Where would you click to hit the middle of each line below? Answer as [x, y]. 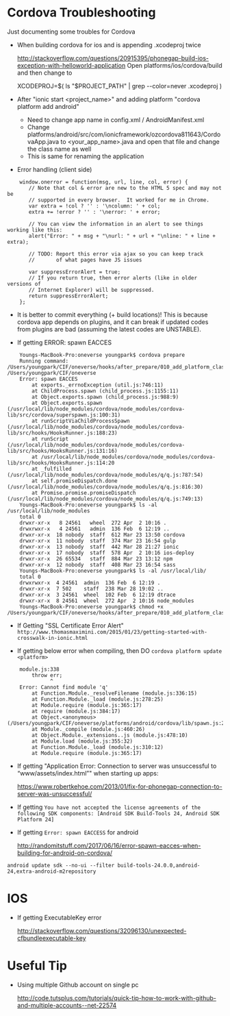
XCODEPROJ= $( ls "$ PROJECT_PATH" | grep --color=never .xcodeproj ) [119, 86]
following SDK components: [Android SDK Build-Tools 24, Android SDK [118, 813]
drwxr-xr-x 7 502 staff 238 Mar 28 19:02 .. [92, 588]
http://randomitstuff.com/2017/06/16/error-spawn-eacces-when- [109, 845]
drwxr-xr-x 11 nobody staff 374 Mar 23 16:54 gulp [98, 541]
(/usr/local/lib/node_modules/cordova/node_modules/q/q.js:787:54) [105, 475]
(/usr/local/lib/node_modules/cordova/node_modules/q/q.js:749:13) [105, 499]
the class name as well [59, 149]
